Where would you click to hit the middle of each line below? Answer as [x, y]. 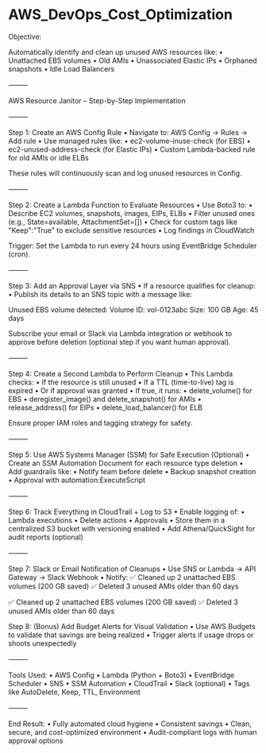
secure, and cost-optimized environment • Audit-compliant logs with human [133, 732]
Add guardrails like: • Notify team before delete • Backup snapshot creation [132, 471]
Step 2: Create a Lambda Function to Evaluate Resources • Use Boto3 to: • [131, 205]
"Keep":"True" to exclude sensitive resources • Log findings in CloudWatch [131, 230]
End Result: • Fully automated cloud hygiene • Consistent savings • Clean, [130, 724]
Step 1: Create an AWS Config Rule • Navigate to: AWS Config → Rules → [128, 132]
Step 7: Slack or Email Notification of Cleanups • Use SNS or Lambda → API [132, 569]
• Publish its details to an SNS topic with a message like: [100, 294]
